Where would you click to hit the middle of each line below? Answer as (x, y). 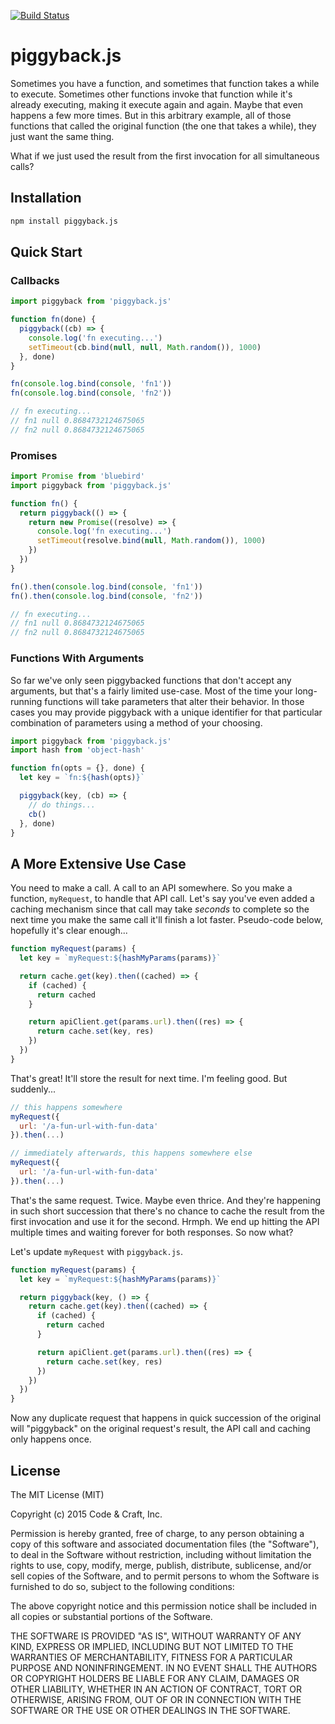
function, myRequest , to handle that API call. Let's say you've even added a (162, 899)
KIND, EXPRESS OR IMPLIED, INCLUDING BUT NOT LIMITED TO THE (152, 1647)
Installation (46, 198)
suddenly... (33, 1089)
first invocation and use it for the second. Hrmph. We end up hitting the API (165, 1221)
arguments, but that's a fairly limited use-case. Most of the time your (151, 691)
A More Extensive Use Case (98, 863)
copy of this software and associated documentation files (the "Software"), (165, 1544)
